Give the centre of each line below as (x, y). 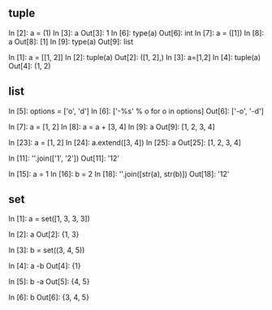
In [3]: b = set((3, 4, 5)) (47, 250)
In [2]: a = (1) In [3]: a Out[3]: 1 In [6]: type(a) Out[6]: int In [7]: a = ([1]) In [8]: (136, 32)
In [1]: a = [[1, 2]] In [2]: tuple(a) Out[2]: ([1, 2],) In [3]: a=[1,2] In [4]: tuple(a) (135, 57)
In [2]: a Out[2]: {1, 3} (44, 235)
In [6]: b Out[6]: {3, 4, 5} (49, 297)
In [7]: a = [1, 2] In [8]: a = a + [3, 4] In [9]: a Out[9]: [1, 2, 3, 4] (112, 127)
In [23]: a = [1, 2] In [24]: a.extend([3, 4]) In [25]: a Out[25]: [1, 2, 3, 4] (125, 142)
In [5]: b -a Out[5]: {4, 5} (50, 282)
